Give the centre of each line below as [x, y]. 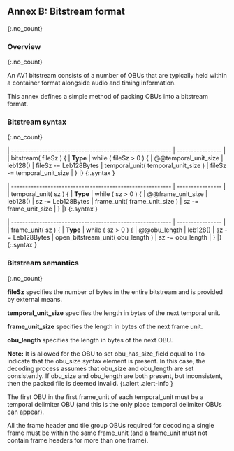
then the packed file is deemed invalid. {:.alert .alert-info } [90, 383]
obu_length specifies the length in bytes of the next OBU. [90, 340]
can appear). [25, 412]
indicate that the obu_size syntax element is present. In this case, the [107, 361]
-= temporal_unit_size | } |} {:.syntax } [61, 173]
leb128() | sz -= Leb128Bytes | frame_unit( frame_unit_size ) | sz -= [103, 202]
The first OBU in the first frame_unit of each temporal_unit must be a [105, 397]
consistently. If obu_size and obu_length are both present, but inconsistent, [115, 376]
